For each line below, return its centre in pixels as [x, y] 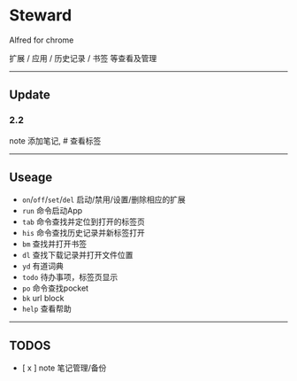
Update [30, 95]
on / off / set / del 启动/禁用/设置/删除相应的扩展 [103, 199]
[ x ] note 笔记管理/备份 [64, 368]
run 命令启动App [52, 211]
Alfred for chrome [42, 40]
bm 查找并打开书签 [54, 244]
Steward [41, 16]
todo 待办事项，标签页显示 [70, 277]
